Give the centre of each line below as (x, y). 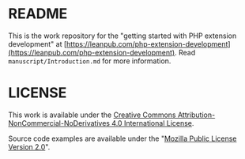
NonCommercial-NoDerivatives (59, 123)
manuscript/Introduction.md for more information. (90, 61)
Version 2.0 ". (29, 146)
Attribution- (196, 115)
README (38, 14)
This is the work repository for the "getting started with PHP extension (122, 36)
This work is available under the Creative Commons (92, 115)
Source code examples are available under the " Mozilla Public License (122, 138)
